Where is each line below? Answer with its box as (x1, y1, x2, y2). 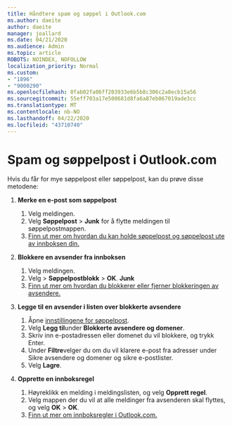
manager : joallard (7, 30, 61, 37)
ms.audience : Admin (7, 43, 65, 50)
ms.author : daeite (7, 17, 61, 24)
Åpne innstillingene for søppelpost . (27, 316, 129, 325)
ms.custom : (7, 69, 39, 76)
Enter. (27, 339, 46, 347)
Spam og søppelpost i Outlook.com (7, 152, 217, 167)
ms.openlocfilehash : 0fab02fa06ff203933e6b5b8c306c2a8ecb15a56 (7, 89, 197, 96)
